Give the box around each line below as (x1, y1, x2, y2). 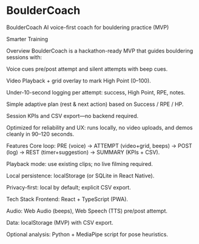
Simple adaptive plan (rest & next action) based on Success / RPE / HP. (6, 101, 184, 108)
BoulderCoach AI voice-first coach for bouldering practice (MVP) (6, 24, 169, 31)
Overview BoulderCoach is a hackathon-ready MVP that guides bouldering (6, 47, 194, 54)
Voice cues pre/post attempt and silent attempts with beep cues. (6, 65, 168, 73)
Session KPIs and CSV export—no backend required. (6, 112, 139, 119)
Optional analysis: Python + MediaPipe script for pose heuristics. (6, 231, 169, 238)
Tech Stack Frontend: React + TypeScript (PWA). (6, 195, 129, 203)
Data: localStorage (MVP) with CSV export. (6, 219, 113, 226)
